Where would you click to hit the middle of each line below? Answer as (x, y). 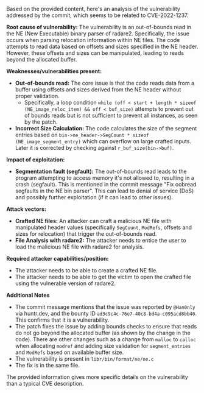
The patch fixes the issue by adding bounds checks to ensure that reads (106, 326)
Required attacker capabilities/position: (58, 259)
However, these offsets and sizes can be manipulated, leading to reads (95, 53)
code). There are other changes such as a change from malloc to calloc (105, 339)
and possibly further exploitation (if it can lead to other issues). (94, 197)
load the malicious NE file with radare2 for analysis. (79, 247)
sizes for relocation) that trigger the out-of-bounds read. (86, 234)
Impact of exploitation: (36, 160)
